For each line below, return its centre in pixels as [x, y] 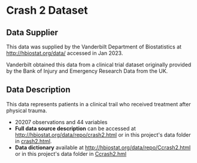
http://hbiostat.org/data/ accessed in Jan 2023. [65, 53]
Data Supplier [32, 33]
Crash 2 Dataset [47, 10]
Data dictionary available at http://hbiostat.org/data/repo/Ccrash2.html [103, 147]
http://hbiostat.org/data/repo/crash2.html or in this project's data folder [103, 134]
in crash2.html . [33, 141]
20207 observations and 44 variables [61, 122]
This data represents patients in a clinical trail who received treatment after [99, 104]
